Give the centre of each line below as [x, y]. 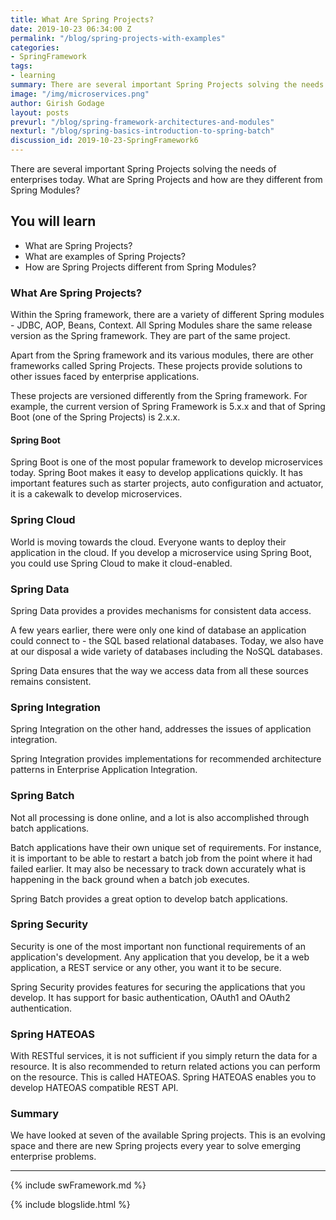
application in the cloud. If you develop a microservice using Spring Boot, [161, 552]
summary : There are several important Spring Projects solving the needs [167, 85]
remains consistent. [51, 681]
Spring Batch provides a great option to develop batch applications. [149, 898]
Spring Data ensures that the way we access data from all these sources [159, 670]
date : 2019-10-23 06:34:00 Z [71, 29]
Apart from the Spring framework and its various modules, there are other [162, 355]
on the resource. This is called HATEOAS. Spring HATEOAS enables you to [163, 1077]
